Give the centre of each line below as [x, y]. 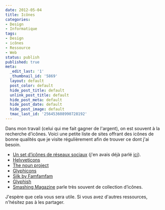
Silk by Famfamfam [33, 176]
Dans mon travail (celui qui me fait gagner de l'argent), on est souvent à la [82, 128]
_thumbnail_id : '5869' [34, 76]
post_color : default [31, 85]
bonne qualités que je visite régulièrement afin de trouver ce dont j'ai [77, 139]
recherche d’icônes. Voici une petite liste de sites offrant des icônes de [79, 134]
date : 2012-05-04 [24, 10]
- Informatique [21, 29]
